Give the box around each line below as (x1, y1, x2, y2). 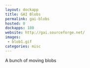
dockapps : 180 (5, 26, 35, 31)
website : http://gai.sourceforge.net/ (5, 30, 85, 35)
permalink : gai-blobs (5, 16, 50, 21)
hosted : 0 (5, 21, 26, 26)
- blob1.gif (7, 39, 32, 44)
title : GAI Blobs (5, 12, 41, 17)
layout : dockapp (5, 7, 39, 12)
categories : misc (5, 44, 41, 49)
